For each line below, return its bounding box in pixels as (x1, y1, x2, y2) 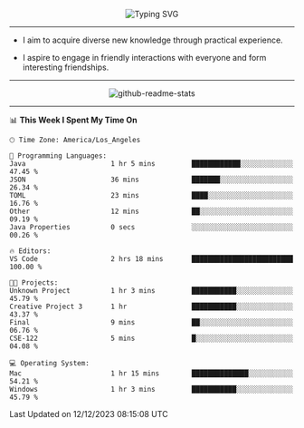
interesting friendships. (22, 62, 109, 73)
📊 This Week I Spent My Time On (9, 114, 138, 125)
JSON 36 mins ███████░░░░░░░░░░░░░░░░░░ (9, 175, 294, 184)
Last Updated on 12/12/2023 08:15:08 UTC (9, 409, 169, 419)
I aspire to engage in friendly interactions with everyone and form (22, 53, 267, 63)
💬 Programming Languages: (9, 151, 107, 160)
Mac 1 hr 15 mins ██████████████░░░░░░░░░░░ (9, 369, 294, 378)
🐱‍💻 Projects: (9, 278, 59, 287)
